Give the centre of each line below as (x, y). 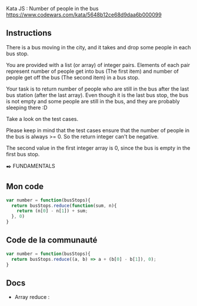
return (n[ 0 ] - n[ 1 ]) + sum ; (52, 211)
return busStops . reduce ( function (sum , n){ (64, 206)
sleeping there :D (27, 107)
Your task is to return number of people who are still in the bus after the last (98, 89)
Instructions (29, 33)
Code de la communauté (52, 240)
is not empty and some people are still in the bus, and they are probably (93, 101)
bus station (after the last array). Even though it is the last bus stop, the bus (97, 95)
